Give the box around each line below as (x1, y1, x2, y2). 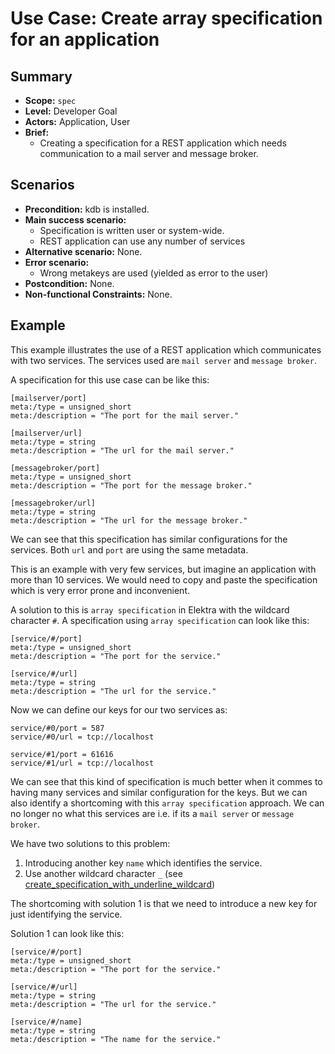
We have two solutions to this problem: (10, 837, 171, 849)
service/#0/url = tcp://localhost (10, 732, 155, 742)
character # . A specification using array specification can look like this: (10, 614, 310, 626)
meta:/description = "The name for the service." (10, 1034, 222, 1044)
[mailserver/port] (10, 393, 87, 403)
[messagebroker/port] (10, 463, 101, 473)
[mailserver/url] (10, 428, 83, 438)
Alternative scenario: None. (24, 245, 143, 257)
